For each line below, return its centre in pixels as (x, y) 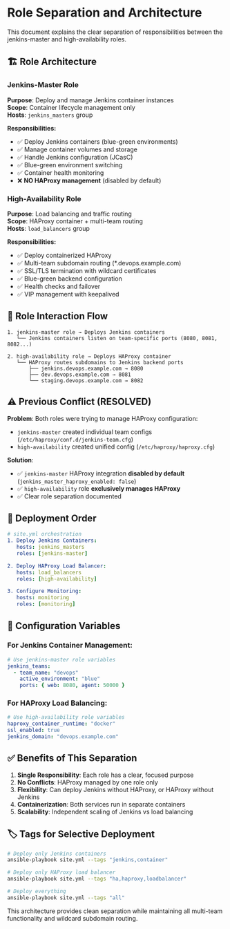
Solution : (20, 460)
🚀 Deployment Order (52, 518)
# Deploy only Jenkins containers (57, 854)
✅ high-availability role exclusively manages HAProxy (99, 488)
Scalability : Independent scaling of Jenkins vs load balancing (105, 811)
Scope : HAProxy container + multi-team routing (75, 221)
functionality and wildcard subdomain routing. (73, 918)
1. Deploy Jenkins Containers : (52, 541)
